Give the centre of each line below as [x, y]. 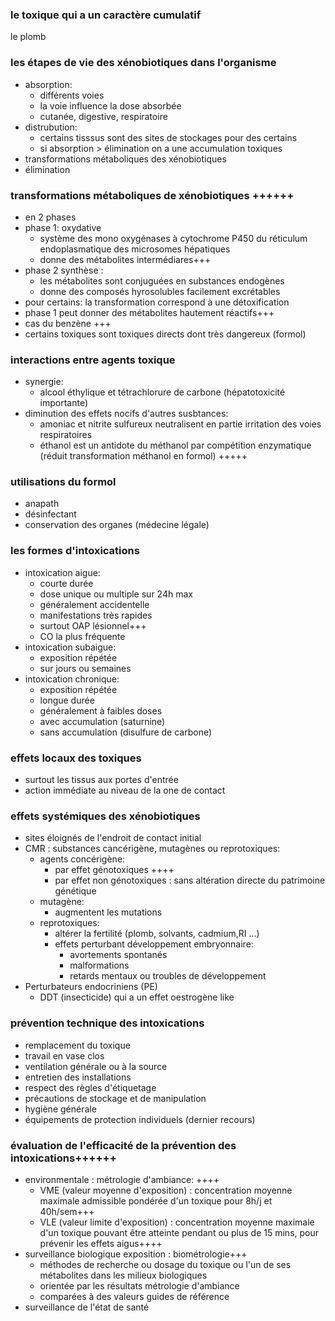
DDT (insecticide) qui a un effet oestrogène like [137, 997]
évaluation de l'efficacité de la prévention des [123, 1145]
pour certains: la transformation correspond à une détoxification [157, 302]
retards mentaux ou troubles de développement [168, 976]
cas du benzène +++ [68, 323]
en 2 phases [50, 217]
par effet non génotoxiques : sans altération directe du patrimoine [190, 880]
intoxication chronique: [72, 679]
